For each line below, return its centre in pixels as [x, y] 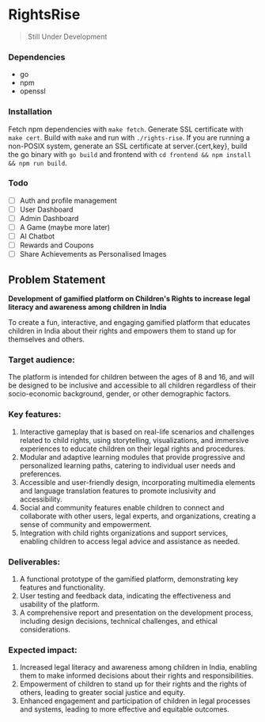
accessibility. [41, 499]
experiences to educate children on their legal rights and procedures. [132, 449]
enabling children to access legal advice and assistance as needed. [130, 541]
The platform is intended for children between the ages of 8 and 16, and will [131, 377]
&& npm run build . [38, 162]
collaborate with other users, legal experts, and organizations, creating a [138, 516]
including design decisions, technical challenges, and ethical [118, 621]
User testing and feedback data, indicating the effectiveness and [125, 595]
